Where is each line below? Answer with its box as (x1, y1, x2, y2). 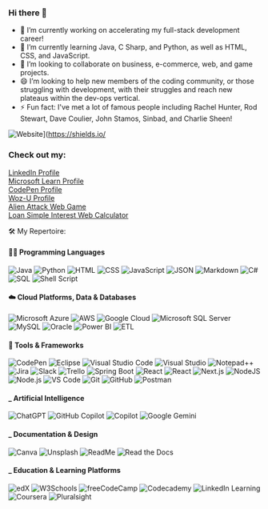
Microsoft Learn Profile (8, 176, 84, 186)
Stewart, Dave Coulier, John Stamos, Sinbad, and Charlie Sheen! (19, 114, 233, 123)
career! (19, 34, 44, 43)
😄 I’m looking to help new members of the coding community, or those (19, 76, 254, 86)
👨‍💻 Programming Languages (8, 247, 106, 257)
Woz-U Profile (8, 193, 55, 202)
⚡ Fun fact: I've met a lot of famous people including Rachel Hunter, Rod (19, 102, 258, 112)
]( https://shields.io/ (42, 130, 106, 139)
